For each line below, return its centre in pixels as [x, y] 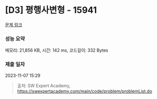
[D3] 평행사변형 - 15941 [51, 10]
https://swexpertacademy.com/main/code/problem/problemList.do [85, 91]
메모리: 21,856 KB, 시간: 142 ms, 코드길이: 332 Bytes [57, 50]
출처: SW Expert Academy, [44, 85]
